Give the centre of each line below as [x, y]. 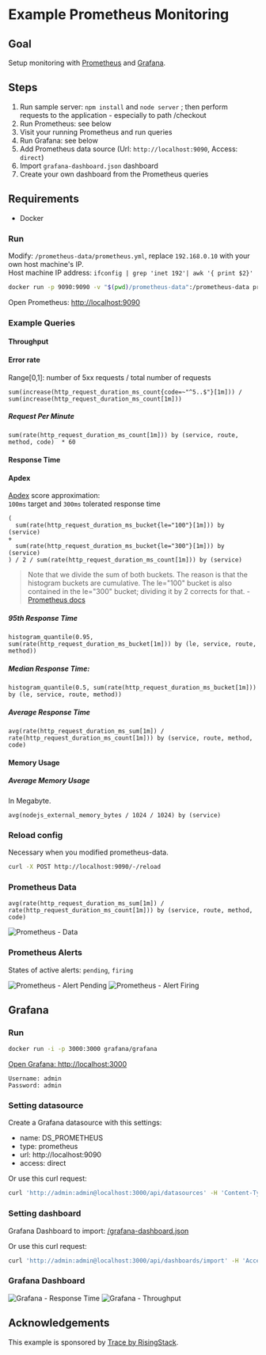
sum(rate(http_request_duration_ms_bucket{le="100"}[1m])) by [120, 525]
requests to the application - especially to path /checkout [113, 115]
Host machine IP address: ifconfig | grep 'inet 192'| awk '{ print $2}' [131, 272]
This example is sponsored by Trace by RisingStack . [93, 1342]
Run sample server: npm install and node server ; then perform [123, 107]
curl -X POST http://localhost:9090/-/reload [84, 867]
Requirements [44, 199]
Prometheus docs [56, 600]
